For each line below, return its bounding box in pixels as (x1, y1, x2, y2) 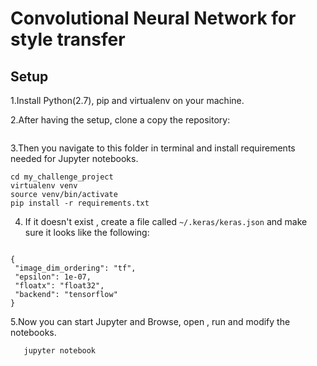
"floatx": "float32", (14, 281, 105, 291)
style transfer (10, 28, 126, 51)
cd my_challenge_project (10, 172, 114, 182)
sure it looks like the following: (24, 227, 150, 238)
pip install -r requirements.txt (10, 198, 150, 208)
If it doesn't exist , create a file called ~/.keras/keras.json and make (24, 216, 308, 227)
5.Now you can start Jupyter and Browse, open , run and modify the (10, 316, 291, 327)
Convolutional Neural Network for (10, 7, 297, 30)
